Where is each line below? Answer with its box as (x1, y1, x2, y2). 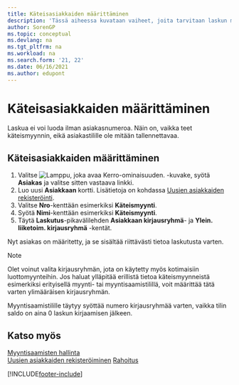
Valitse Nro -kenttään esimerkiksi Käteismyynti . (17, 201, 157, 210)
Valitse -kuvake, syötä (17, 171, 211, 180)
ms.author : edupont (7, 70, 65, 77)
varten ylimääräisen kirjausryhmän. (7, 288, 110, 296)
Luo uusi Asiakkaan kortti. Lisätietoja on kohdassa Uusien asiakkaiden (17, 186, 224, 195)
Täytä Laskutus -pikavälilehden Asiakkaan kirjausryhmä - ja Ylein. (17, 216, 213, 224)
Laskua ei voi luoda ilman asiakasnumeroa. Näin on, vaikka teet (7, 124, 193, 132)
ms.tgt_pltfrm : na (7, 43, 62, 50)
